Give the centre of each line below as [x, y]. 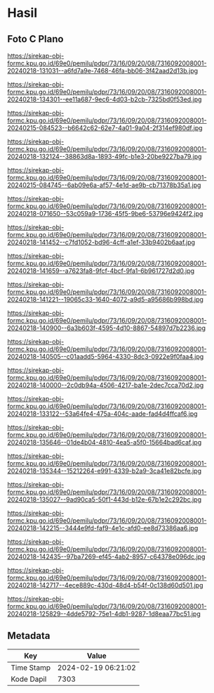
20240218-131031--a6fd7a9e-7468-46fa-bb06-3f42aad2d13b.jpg [103, 71]
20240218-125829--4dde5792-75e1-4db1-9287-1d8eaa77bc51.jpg [104, 614]
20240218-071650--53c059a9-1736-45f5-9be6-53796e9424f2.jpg [105, 214]
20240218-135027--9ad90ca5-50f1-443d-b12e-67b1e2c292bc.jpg [105, 500]
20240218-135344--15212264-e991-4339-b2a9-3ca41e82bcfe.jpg [105, 471]
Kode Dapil [29, 679]
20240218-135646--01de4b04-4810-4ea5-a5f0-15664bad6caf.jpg [105, 442]
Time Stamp [31, 668]
